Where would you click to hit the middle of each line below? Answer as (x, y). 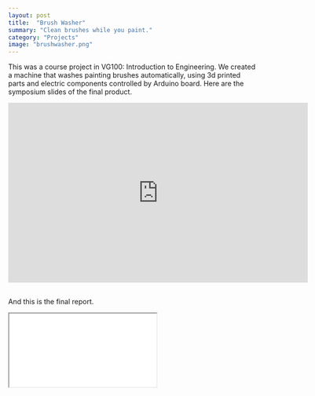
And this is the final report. (51, 302)
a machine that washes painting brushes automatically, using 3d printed (125, 75)
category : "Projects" (44, 37)
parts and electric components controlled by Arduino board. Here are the (126, 84)
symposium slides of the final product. (70, 92)
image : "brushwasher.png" (50, 45)
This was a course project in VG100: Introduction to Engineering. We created (132, 67)
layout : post (29, 15)
